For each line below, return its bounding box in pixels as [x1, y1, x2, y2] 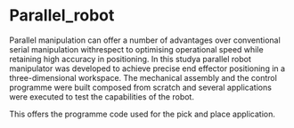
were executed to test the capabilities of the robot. [9, 91, 194, 102]
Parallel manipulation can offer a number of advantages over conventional [9, 35, 281, 45]
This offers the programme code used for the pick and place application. [9, 108, 276, 119]
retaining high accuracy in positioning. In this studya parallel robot [9, 53, 252, 64]
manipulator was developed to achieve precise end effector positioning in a [9, 63, 286, 74]
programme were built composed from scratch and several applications [9, 82, 272, 92]
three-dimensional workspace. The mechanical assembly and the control [9, 72, 278, 83]
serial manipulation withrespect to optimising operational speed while [9, 44, 265, 54]
